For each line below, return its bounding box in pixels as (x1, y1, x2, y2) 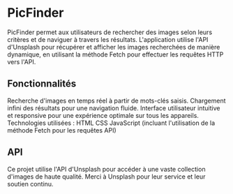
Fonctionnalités (7, 78, 77, 90)
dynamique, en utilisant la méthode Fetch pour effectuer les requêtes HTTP (7, 50, 224, 59)
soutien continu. (7, 179, 54, 188)
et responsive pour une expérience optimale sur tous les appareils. (7, 111, 199, 119)
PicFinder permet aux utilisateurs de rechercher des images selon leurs (7, 28, 213, 36)
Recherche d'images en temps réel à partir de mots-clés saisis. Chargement (7, 96, 226, 105)
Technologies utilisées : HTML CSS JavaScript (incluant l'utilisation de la (7, 119, 216, 127)
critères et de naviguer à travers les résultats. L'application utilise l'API (7, 35, 209, 43)
